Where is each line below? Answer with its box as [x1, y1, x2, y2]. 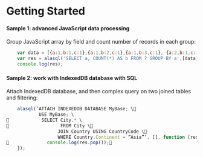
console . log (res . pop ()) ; [47, 139, 110, 146]
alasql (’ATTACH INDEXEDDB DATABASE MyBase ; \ [17, 106, 134, 112]
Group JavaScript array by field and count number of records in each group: [6, 38, 196, 45]
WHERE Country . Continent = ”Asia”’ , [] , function [57, 134, 185, 140]
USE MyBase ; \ [38, 112, 74, 118]
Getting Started [6, 4, 86, 18]
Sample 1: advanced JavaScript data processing [6, 24, 130, 32]
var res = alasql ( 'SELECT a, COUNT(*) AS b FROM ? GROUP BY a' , [17, 56, 182, 62]
